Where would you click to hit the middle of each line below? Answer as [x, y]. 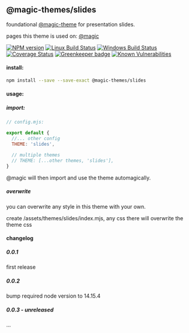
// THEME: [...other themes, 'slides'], [63, 160]
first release [21, 267]
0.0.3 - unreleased [30, 310]
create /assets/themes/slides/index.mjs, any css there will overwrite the [95, 218]
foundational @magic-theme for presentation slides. [70, 24]
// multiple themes [36, 155]
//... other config [36, 139]
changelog [20, 238]
